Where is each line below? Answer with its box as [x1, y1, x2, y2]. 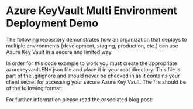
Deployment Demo [6, 16, 98, 30]
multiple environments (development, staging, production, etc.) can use [6, 42, 178, 49]
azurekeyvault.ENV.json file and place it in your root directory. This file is [6, 66, 181, 73]
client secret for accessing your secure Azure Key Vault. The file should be [6, 78, 186, 86]
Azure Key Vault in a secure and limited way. [6, 48, 113, 55]
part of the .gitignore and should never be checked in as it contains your [6, 72, 180, 79]
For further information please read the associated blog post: [6, 96, 153, 103]
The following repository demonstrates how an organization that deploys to [6, 36, 187, 43]
